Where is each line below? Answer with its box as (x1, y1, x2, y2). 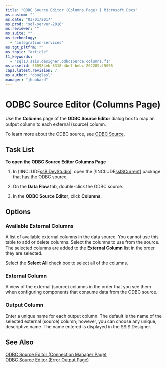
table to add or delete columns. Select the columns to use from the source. (5, 239, 160, 246)
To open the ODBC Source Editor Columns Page (5, 159, 106, 165)
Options (5, 207, 31, 216)
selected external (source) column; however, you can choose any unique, (5, 318, 157, 324)
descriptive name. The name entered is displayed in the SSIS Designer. (5, 323, 151, 329)
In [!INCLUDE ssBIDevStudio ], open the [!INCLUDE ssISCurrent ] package (12, 168, 161, 174)
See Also (5, 338, 34, 347)
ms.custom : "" (5, 12, 35, 17)
